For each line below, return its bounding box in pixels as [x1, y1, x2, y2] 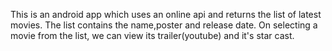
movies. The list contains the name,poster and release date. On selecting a [10, 19, 318, 31]
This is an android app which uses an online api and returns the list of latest [10, 9, 322, 20]
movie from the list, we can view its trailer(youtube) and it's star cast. [10, 30, 295, 41]
